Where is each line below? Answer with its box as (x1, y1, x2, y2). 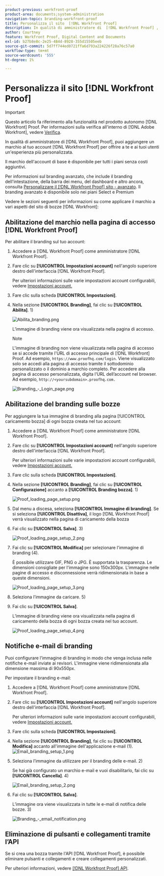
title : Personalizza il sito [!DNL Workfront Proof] (5, 21, 117, 26)
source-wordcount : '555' (5, 52, 56, 58)
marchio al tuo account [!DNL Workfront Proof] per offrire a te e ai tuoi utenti (5, 144, 159, 150)
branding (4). (12, 550, 39, 556)
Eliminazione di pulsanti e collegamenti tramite (5, 830, 151, 839)
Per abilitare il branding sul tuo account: (5, 239, 86, 244)
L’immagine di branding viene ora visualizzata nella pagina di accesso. (12, 326, 154, 332)
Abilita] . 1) (12, 307, 33, 313)
